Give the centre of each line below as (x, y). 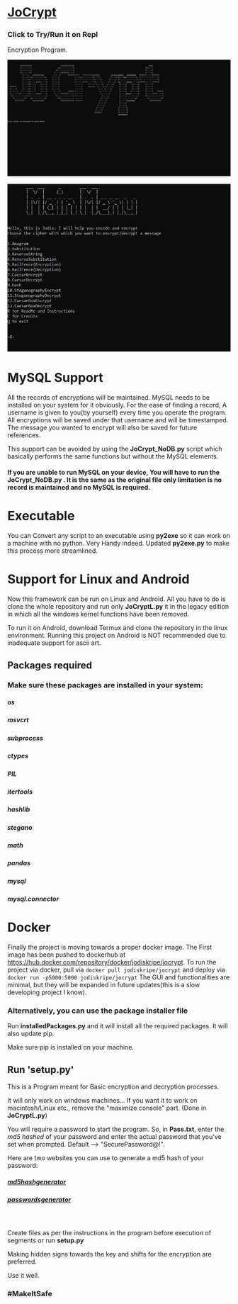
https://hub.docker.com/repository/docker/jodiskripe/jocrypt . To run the (112, 962)
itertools (20, 792)
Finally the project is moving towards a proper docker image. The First (110, 948)
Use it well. (23, 1275)
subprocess (25, 738)
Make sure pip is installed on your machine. (71, 1047)
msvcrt (18, 720)
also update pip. (31, 1034)
